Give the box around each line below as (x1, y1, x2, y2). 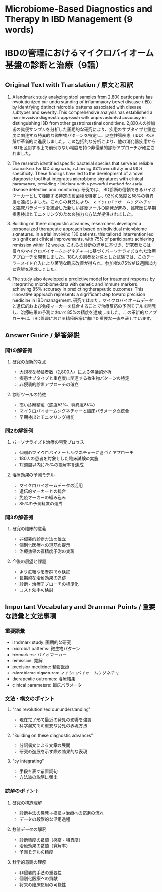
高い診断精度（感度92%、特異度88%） (19, 402, 98, 407)
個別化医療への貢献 (19, 875, 58, 881)
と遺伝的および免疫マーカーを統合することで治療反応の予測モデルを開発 (12, 303, 156, 309)
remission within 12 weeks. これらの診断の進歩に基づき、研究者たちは (12, 242, 151, 248)
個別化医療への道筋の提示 (19, 542, 71, 548)
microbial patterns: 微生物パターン (12, 646, 81, 652)
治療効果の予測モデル (12, 472, 55, 478)
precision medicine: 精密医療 (12, 664, 70, 670)
